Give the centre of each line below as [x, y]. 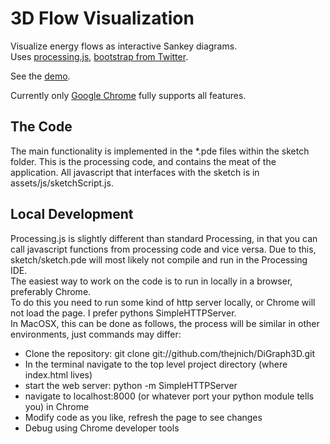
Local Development [72, 214]
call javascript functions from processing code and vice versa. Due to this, [163, 249]
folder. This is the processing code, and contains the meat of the [143, 161]
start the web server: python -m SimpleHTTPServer [131, 385]
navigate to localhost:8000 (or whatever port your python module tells [169, 396]
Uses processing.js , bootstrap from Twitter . [99, 56]
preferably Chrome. [51, 291]
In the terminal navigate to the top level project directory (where [156, 364]
